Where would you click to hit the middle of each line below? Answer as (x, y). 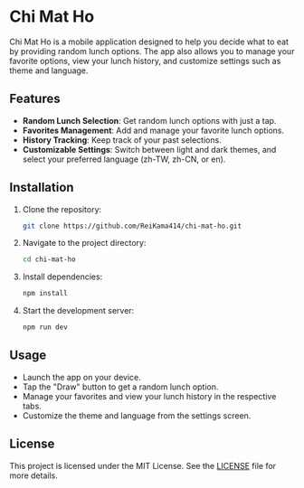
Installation (42, 188)
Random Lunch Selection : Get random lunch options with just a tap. (149, 120)
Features (35, 99)
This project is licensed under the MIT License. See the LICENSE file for (143, 465)
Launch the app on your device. (82, 377)
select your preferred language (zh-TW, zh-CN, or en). (124, 159)
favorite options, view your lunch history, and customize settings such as (145, 61)
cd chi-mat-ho (49, 259)
